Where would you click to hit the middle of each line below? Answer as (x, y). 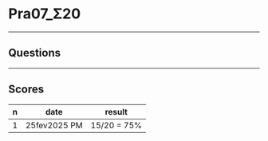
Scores (26, 90)
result (116, 112)
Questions (35, 53)
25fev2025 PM (54, 125)
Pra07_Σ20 (45, 14)
